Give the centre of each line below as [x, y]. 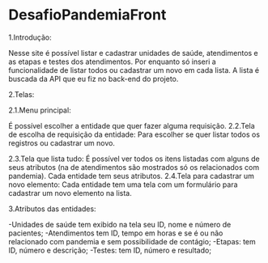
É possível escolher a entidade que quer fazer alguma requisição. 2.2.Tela [132, 125]
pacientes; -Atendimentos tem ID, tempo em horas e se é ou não [116, 233]
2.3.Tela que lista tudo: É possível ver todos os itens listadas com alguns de [134, 159]
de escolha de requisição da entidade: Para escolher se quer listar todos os [134, 134]
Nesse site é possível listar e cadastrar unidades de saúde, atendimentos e [134, 53]
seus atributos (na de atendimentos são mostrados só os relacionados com [134, 167]
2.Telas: [21, 94]
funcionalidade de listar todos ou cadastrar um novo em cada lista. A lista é [134, 70]
